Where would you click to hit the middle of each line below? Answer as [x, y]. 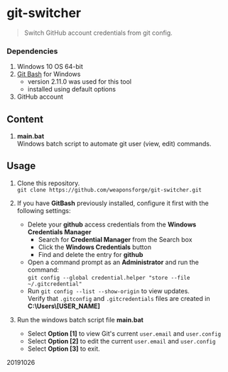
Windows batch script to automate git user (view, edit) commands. [114, 144]
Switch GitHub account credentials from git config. [98, 33]
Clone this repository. [48, 183]
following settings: [44, 210]
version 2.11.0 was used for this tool [80, 82]
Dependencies [32, 51]
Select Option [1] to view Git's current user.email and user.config [124, 333]
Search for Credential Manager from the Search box [115, 239]
